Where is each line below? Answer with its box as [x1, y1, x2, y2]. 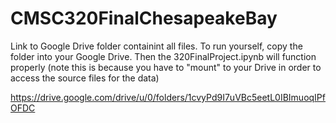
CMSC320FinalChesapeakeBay [10, 7, 278, 30]
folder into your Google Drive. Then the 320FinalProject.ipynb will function [10, 50, 317, 62]
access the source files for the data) [10, 72, 160, 84]
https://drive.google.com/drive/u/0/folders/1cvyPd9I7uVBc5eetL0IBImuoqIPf [10, 91, 326, 103]
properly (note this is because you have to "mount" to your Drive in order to [10, 61, 322, 73]
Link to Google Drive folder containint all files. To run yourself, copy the [10, 40, 303, 52]
